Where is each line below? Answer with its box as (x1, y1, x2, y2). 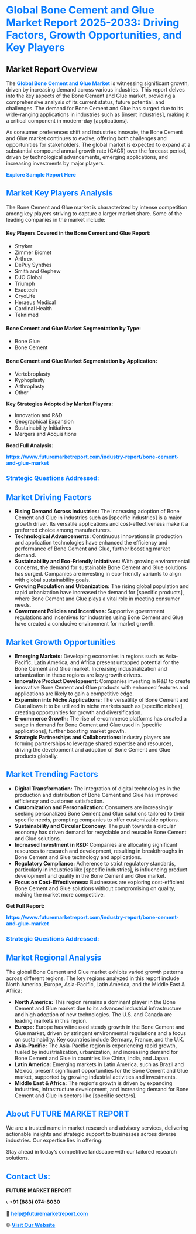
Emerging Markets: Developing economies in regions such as (14, 653, 164, 660)
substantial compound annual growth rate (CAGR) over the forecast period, (6, 147, 187, 154)
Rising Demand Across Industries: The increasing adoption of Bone (14, 508, 180, 515)
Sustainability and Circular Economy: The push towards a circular (14, 822, 176, 829)
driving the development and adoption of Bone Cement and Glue (14, 746, 171, 753)
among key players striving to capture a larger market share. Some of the (6, 209, 183, 217)
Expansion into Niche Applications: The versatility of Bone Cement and (14, 696, 189, 703)
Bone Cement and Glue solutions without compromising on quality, (14, 884, 176, 892)
